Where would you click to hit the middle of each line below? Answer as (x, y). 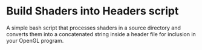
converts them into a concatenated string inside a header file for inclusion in (101, 34)
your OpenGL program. (35, 40)
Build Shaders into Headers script (93, 11)
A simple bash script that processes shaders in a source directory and (94, 28)
